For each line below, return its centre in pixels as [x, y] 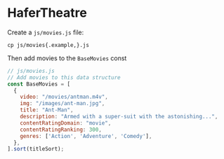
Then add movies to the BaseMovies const [67, 58]
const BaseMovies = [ [39, 84]
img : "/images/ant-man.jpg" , [62, 104]
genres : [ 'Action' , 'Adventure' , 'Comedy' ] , [86, 136]
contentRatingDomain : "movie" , [66, 123]
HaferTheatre [47, 13]
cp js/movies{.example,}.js [48, 45]
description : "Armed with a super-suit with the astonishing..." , [119, 117]
